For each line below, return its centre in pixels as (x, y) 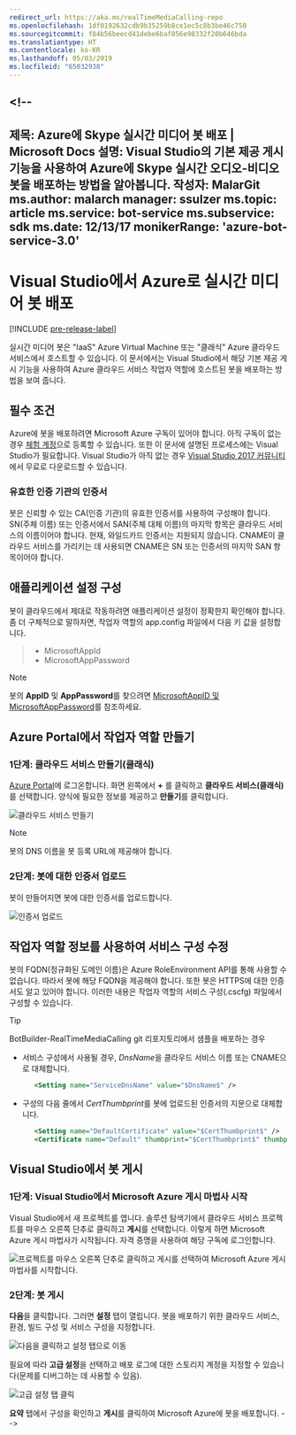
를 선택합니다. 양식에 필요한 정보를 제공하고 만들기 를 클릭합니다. (119, 797)
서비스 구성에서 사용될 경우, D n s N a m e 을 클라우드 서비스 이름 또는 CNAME (151, 1058)
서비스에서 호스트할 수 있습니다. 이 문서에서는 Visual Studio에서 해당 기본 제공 (144, 358)
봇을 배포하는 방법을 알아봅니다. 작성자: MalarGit (135, 185)
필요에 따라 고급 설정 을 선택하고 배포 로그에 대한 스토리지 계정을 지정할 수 (135, 1364)
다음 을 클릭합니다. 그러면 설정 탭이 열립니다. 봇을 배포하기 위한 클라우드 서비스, (144, 1315)
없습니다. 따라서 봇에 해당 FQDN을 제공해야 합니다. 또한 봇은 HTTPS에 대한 (139, 981)
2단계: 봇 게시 (37, 1295)
